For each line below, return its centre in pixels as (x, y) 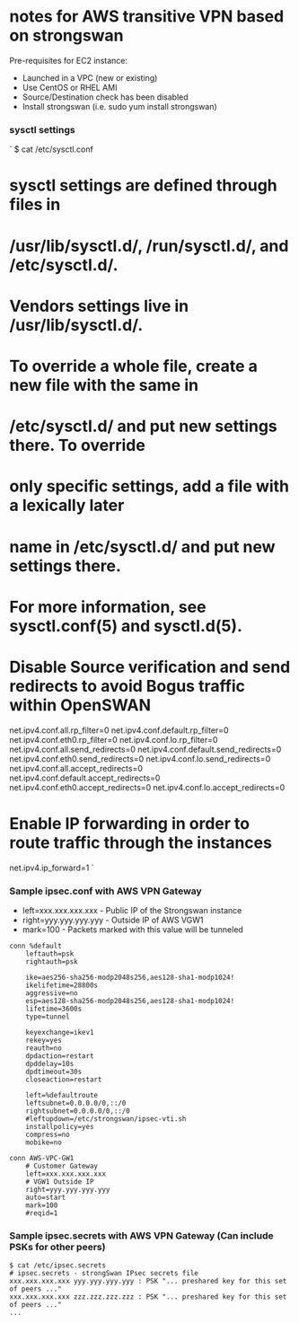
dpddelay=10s (50, 1063)
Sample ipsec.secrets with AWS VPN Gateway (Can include (141, 1235)
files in (35, 205)
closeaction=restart (64, 1080)
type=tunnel (48, 1017)
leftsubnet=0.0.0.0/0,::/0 (76, 1103)
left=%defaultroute (62, 1095)
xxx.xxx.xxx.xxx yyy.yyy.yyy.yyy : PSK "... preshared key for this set (148, 1282)
